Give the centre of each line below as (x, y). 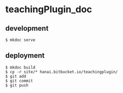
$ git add (16, 76)
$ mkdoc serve (20, 40)
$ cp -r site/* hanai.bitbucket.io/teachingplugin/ (61, 72)
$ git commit (19, 81)
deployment (25, 55)
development (27, 28)
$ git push (17, 85)
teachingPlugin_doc (49, 9)
